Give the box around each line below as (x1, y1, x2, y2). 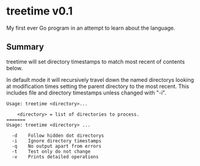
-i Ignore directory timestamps (12, 138, 102, 144)
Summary (6, 42, 44, 52)
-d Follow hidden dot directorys (12, 132, 104, 139)
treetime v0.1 (6, 4, 73, 18)
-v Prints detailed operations (12, 153, 99, 160)
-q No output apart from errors (12, 143, 102, 149)
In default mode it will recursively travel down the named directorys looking (6, 76, 195, 83)
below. (6, 64, 23, 71)
